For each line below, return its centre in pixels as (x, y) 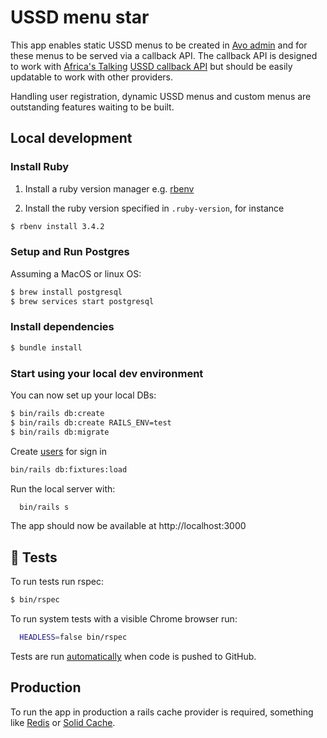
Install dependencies (62, 327)
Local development (71, 138)
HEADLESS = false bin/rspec (73, 637)
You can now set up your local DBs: (83, 395)
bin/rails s (44, 507)
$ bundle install (46, 347)
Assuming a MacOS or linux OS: (76, 273)
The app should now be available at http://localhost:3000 (128, 526)
